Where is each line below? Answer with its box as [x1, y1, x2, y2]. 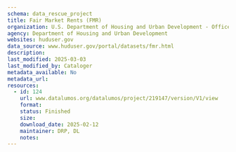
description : [7, 50, 46, 57]
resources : [7, 82, 39, 89]
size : [20, 114, 37, 121]
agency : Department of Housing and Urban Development [7, 29, 169, 37]
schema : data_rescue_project [7, 10, 93, 18]
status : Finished [20, 108, 71, 115]
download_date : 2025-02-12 [20, 120, 99, 128]
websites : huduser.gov [7, 36, 74, 43]
